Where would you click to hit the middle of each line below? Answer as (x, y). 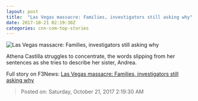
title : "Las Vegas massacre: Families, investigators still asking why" (100, 17)
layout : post (22, 12)
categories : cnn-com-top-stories (48, 28)
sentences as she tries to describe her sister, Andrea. (71, 63)
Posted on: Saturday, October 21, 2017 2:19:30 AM (82, 92)
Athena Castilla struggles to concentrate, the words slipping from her (91, 56)
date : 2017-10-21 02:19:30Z (41, 22)
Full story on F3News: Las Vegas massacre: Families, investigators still (92, 74)
